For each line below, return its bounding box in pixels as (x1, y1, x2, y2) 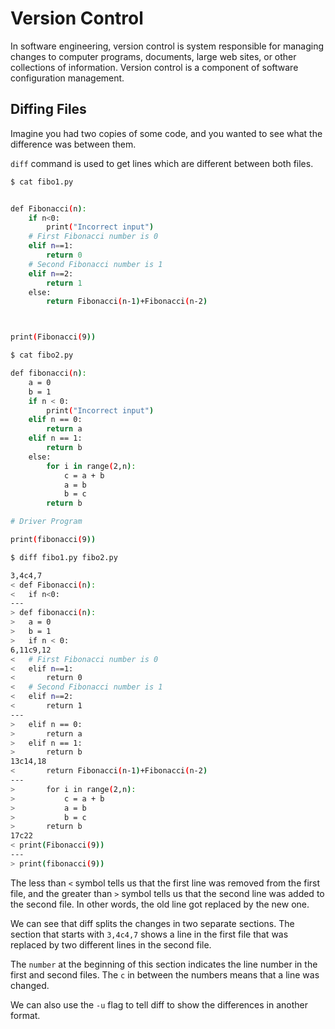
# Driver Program (10, 517, 83, 527)
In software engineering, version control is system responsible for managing (10, 40, 325, 52)
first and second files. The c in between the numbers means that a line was (10, 968, 320, 981)
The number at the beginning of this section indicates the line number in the (10, 958, 318, 970)
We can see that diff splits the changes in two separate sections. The (10, 917, 295, 929)
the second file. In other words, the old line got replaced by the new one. (10, 898, 310, 910)
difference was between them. (10, 138, 137, 150)
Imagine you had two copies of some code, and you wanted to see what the (10, 127, 323, 139)
